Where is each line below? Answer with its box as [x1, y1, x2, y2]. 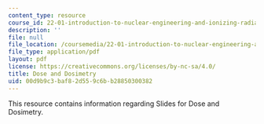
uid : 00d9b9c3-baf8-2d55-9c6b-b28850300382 [8, 77, 153, 85]
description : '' [8, 26, 61, 34]
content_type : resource [8, 11, 86, 20]
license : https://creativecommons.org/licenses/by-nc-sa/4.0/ [8, 63, 216, 71]
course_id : [8, 19, 44, 27]
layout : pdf [8, 56, 47, 64]
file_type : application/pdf [8, 48, 101, 56]
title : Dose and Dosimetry [8, 70, 97, 78]
